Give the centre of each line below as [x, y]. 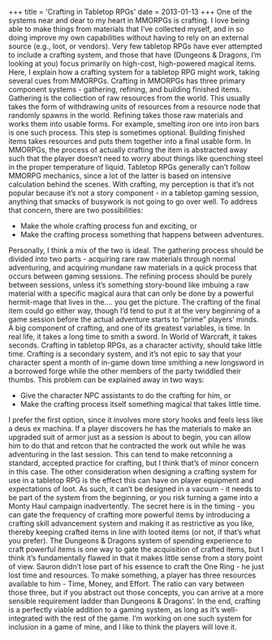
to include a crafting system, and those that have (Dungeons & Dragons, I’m [135, 55]
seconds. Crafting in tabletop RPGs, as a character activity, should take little [135, 345]
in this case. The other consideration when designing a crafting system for [133, 471]
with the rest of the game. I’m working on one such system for [148, 618]
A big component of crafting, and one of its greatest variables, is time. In [130, 328]
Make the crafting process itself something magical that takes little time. [140, 404]
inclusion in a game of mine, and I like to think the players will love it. [123, 627]
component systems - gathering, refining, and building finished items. [125, 89]
